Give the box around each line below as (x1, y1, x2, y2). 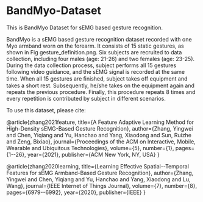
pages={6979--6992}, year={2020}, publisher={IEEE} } (6, 189, 146, 196)
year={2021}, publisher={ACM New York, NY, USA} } (27, 151, 160, 158)
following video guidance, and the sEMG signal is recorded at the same (6, 68, 185, 75)
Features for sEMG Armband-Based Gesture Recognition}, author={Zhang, (6, 169, 194, 176)
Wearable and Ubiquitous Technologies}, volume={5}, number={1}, (6, 144, 174, 151)
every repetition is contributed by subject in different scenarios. (6, 95, 166, 102)
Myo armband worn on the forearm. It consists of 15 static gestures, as (6, 42, 184, 49)
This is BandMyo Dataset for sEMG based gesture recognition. (6, 24, 163, 31)
